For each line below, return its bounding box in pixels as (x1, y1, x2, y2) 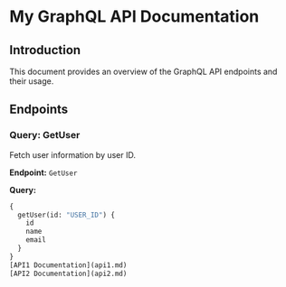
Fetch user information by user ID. (9, 149, 137, 160)
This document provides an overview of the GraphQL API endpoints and (9, 66, 278, 77)
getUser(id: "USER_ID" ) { (17, 210, 116, 219)
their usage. (9, 76, 54, 87)
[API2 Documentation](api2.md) (9, 269, 128, 278)
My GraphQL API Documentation (9, 6, 260, 27)
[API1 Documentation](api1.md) (9, 260, 128, 270)
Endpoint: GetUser (9, 167, 78, 178)
